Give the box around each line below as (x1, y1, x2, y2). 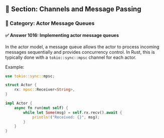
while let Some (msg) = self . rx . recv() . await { (23, 110, 122, 115)
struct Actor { (5, 83, 37, 88)
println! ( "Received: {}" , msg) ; (32, 115, 100, 120)
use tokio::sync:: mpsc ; (5, 73, 55, 79)
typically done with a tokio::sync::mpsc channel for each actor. (5, 54, 136, 60)
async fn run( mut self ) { (14, 105, 69, 110)
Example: (5, 64, 25, 70)
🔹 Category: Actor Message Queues (5, 20, 95, 27)
